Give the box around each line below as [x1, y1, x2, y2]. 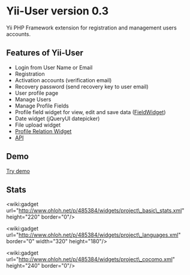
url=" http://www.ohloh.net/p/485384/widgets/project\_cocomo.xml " [6, 256, 176, 263]
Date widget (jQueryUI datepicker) [14, 115, 100, 122]
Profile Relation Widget [14, 127, 72, 134]
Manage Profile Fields [14, 102, 69, 109]
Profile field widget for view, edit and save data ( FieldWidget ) [14, 108, 166, 115]
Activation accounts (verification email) [14, 76, 112, 83]
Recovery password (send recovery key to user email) [14, 83, 149, 90]
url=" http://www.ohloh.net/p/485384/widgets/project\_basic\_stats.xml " [6, 207, 185, 214]
